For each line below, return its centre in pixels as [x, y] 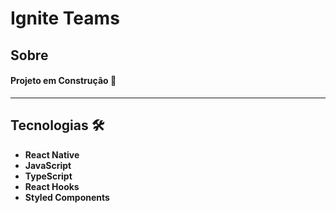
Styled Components [67, 197]
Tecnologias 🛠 [57, 125]
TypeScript [48, 176]
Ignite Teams [65, 18]
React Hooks [52, 186]
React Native [52, 154]
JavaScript [48, 165]
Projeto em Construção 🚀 [63, 81]
